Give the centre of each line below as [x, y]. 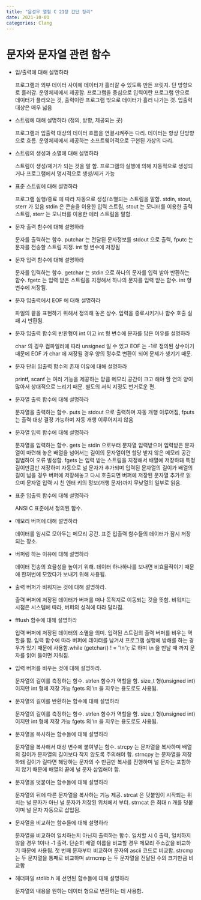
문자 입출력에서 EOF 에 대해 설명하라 [58, 300]
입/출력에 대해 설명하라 [42, 72]
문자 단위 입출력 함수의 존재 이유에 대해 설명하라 [71, 366]
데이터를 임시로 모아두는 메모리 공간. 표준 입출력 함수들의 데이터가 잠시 [97, 534]
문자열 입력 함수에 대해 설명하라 [52, 432]
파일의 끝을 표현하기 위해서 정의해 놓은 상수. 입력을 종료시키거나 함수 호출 [100, 313]
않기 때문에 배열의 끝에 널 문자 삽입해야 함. [71, 770]
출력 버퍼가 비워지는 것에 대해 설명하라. [61, 587]
